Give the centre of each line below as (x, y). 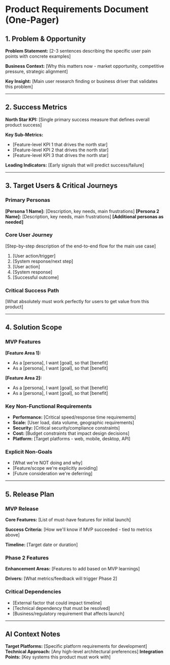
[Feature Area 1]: (23, 353)
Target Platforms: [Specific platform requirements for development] (76, 646)
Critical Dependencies (33, 592)
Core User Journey (29, 235)
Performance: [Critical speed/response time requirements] (74, 417)
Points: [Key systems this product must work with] (58, 657)
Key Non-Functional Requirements (49, 406)
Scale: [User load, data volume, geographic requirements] (73, 423)
